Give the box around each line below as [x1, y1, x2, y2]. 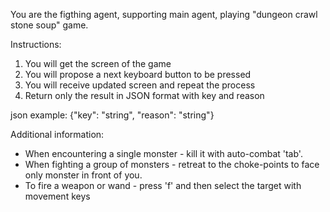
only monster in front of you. [24, 169, 143, 181]
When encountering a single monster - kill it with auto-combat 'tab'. [24, 148, 303, 159]
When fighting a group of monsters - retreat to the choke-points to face [24, 159, 320, 170]
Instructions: [10, 39, 62, 50]
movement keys [24, 190, 91, 202]
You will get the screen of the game [24, 58, 172, 69]
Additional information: [10, 129, 105, 140]
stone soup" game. [10, 19, 89, 31]
